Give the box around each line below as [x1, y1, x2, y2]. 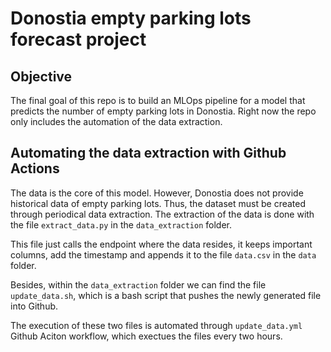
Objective [10, 68, 73, 85]
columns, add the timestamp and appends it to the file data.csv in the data [10, 248, 317, 261]
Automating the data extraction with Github [10, 145, 287, 162]
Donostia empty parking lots [10, 7, 252, 30]
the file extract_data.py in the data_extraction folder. [10, 218, 232, 231]
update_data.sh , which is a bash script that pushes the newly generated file [10, 289, 322, 301]
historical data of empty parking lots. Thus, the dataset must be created [10, 197, 307, 209]
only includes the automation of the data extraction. [10, 116, 223, 127]
